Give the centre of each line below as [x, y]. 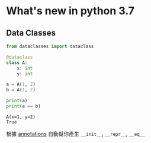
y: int [25, 74]
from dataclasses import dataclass [50, 46]
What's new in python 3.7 [70, 11]
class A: [17, 63]
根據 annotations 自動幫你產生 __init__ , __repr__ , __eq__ [75, 134]
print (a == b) [24, 106]
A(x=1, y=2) [21, 117]
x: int [25, 68]
